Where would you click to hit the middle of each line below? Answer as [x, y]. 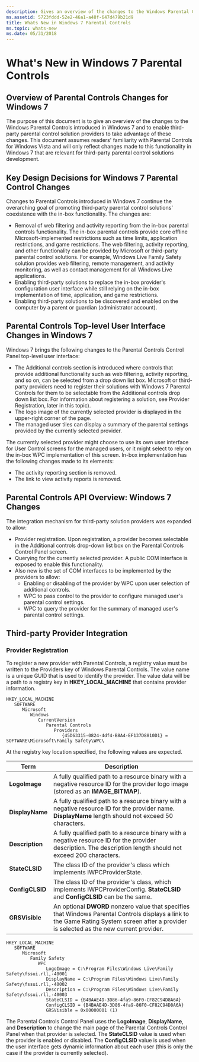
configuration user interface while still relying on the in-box [87, 288]
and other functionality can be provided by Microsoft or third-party [96, 251]
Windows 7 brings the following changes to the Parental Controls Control [95, 350]
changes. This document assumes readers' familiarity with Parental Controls [99, 140]
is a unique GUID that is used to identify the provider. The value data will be [98, 676]
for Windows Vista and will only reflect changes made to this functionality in [99, 147]
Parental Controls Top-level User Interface [86, 326]
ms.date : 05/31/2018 [32, 34]
